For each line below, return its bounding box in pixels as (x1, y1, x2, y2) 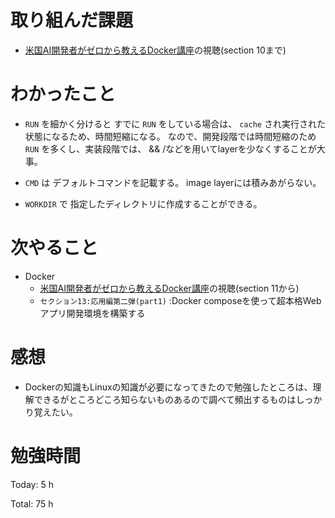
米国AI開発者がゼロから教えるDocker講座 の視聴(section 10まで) (24, 44, 287, 56)
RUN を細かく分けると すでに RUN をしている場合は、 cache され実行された (24, 117, 326, 130)
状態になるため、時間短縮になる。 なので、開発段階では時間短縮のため (24, 130, 317, 142)
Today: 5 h (10, 478, 54, 490)
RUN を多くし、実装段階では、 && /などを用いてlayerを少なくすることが (24, 142, 317, 155)
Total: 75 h (10, 497, 54, 510)
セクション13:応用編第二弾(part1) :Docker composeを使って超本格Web (39, 294, 322, 306)
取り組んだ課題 (10, 9, 134, 32)
